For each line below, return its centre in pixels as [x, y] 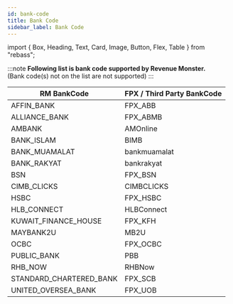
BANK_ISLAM [34, 141]
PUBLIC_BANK [36, 256]
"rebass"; [21, 55]
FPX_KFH [140, 221]
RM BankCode [64, 94]
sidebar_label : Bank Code [45, 27]
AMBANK [27, 129]
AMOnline [141, 129]
